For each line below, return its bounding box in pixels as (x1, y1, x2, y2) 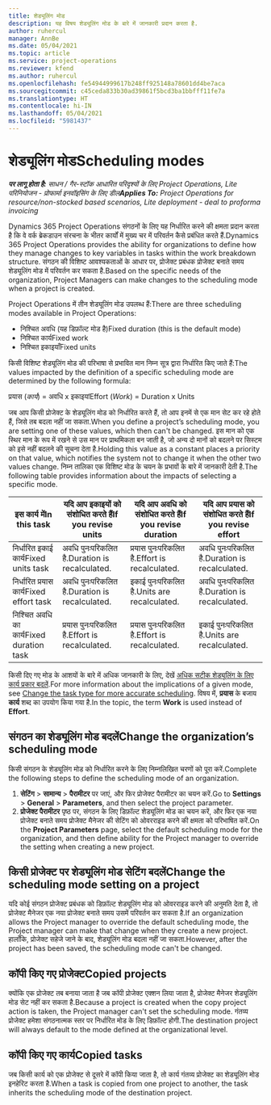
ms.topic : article (8, 49, 70, 57)
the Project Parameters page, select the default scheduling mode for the (19, 825, 263, 834)
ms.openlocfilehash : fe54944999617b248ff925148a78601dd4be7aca (8, 79, 226, 87)
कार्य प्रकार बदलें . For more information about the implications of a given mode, (8, 679, 254, 689)
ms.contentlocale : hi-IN (8, 102, 92, 110)
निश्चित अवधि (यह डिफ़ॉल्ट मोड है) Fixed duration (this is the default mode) (19, 324, 241, 334)
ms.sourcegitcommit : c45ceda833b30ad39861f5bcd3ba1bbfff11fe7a (8, 86, 226, 95)
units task (12, 562, 50, 574)
